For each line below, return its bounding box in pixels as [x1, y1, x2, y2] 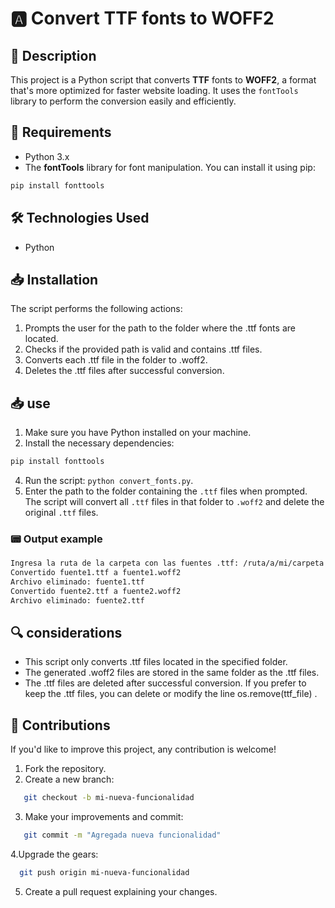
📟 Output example [10, 532, 103, 546]
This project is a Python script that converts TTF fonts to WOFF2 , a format [10, 74, 317, 86]
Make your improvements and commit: [24, 811, 184, 823]
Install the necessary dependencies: [24, 437, 175, 449]
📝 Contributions [10, 717, 111, 734]
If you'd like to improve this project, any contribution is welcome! [10, 743, 277, 756]
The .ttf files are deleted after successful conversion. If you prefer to [24, 677, 307, 689]
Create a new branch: [24, 773, 115, 786]
